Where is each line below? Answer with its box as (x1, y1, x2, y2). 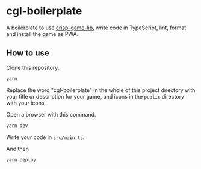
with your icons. (6, 99, 46, 106)
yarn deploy (6, 156, 36, 163)
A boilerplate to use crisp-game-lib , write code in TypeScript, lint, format (6, 24, 187, 31)
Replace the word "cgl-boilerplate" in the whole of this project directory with (6, 86, 196, 94)
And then (6, 145, 29, 152)
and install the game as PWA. (6, 30, 79, 37)
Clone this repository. (6, 64, 60, 71)
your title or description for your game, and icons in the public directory (6, 93, 185, 100)
